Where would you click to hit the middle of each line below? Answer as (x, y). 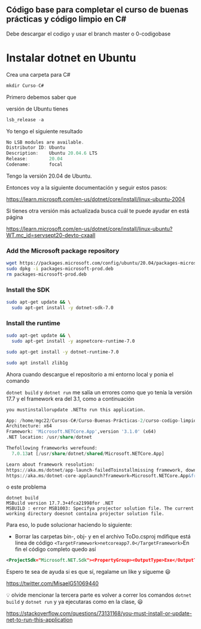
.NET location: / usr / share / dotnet (49, 438)
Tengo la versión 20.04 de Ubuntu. (49, 176)
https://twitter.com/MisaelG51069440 (52, 583)
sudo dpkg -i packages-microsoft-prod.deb (60, 269)
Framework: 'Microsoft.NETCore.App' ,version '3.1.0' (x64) (81, 432)
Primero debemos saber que (41, 97)
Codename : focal (34, 164)
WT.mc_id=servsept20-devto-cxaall (51, 235)
